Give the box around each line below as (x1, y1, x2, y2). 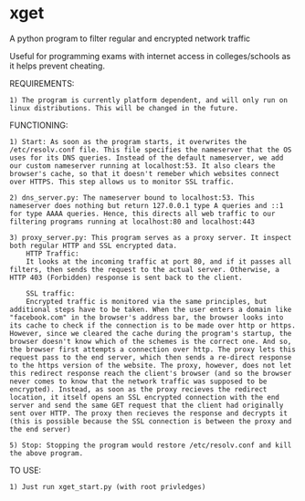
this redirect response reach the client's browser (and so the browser (9, 369, 292, 378)
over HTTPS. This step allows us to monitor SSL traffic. (9, 177, 235, 186)
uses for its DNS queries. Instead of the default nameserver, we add (9, 153, 284, 162)
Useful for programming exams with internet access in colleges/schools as (9, 50, 291, 61)
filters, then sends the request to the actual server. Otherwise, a (9, 265, 280, 274)
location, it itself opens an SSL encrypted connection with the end (9, 392, 280, 402)
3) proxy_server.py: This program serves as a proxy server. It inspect (9, 233, 292, 242)
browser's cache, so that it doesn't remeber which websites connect (9, 169, 280, 178)
